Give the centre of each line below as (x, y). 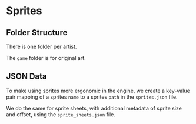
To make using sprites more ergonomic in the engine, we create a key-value (98, 91)
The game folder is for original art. (46, 58)
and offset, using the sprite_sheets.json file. (61, 114)
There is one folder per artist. (41, 46)
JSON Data (26, 77)
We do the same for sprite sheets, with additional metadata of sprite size (94, 108)
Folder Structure (37, 33)
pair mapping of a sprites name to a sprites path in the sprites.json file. (92, 97)
